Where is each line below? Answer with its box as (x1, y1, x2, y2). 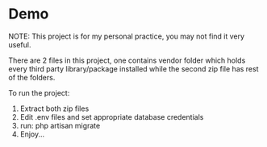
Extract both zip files (19, 104, 90, 113)
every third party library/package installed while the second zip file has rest (8, 63, 259, 73)
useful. (8, 39, 31, 49)
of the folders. (8, 72, 56, 82)
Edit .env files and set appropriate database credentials (19, 112, 204, 121)
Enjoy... (19, 129, 45, 139)
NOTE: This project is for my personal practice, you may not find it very (8, 31, 244, 41)
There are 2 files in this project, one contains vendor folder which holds (8, 55, 246, 65)
